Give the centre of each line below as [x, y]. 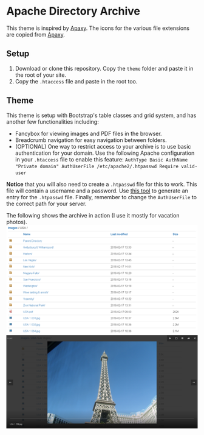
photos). [17, 222]
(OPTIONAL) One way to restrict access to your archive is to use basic [103, 146]
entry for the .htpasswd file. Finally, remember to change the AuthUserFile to [102, 197]
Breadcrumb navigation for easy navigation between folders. [91, 140]
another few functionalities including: [53, 122]
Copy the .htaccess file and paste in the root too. [76, 81]
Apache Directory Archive [73, 11]
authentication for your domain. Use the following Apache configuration [105, 153]
